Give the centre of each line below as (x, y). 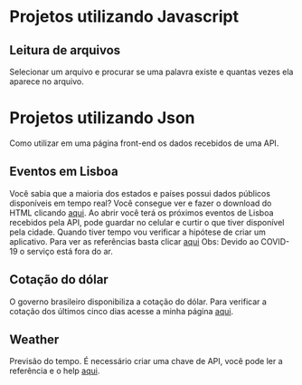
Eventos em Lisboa (64, 172)
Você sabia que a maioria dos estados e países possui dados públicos (140, 193)
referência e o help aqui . (55, 371)
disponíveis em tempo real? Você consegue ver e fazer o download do (141, 203)
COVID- (275, 241)
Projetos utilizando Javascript (124, 17)
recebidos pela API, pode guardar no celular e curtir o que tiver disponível (147, 222)
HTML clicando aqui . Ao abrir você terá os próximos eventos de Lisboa (142, 212)
